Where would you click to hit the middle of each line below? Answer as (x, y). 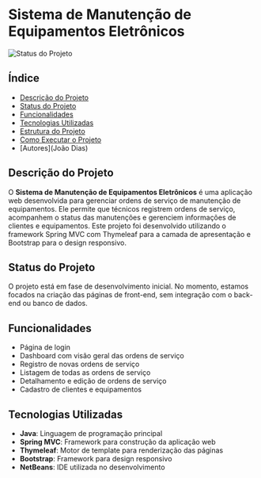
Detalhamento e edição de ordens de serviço (93, 381)
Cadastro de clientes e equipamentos (81, 389)
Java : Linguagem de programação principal (91, 433)
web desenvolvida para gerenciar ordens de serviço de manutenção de (125, 201)
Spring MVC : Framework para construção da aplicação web (117, 442)
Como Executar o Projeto (61, 140)
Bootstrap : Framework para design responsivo (96, 459)
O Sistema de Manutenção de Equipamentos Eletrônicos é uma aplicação (130, 192)
